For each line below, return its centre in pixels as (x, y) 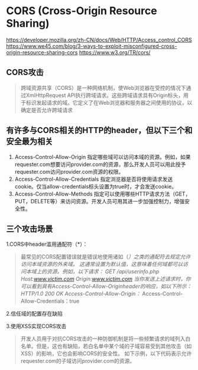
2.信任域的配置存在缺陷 (35, 314)
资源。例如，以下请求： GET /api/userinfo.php (103, 272)
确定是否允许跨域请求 (46, 110)
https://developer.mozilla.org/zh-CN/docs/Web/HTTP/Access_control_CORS (99, 40)
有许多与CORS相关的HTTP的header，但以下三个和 (99, 130)
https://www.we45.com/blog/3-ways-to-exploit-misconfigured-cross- (92, 46)
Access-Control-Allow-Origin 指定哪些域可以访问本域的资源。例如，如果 (103, 157)
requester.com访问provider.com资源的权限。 (69, 171)
